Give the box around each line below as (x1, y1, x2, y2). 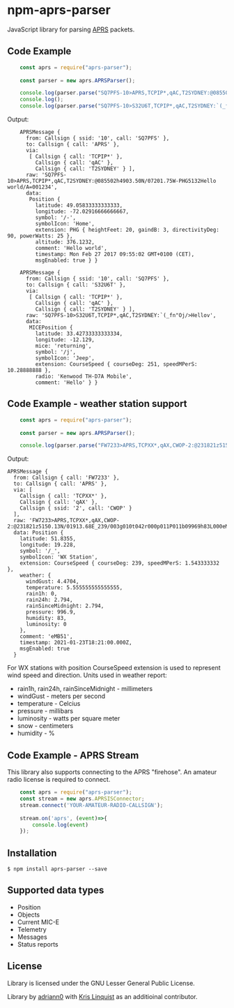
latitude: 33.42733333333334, (35, 330, 123, 337)
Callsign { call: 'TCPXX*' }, (19, 493, 108, 500)
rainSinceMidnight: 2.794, (25, 602, 104, 609)
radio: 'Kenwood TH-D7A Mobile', (35, 373, 132, 380)
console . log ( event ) (32, 821, 89, 829)
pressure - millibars (17, 707, 74, 716)
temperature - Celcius (17, 699, 81, 708)
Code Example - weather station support (7, 398, 187, 410)
